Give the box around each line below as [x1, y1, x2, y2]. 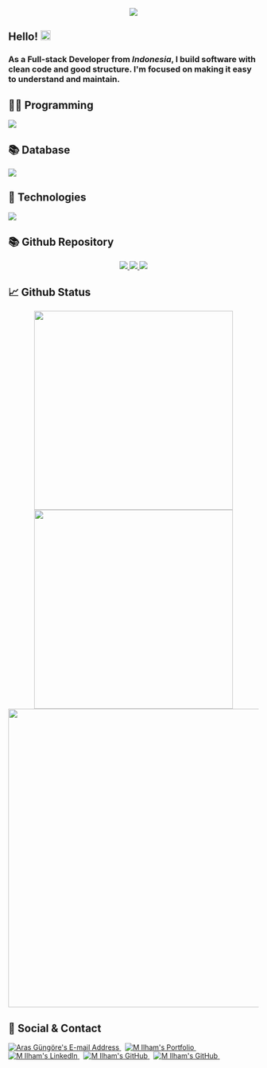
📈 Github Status [8, 285, 91, 298]
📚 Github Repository [8, 236, 114, 249]
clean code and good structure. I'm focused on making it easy [8, 64, 252, 75]
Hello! [8, 30, 38, 44]
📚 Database [8, 143, 71, 157]
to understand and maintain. [8, 74, 121, 85]
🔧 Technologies [8, 191, 87, 205]
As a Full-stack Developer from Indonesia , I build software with [8, 54, 257, 65]
